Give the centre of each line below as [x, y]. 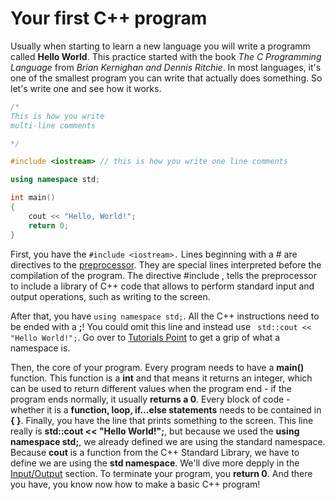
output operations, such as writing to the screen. [110, 296]
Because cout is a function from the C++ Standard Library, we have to [155, 452]
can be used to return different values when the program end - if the [151, 388]
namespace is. [40, 348]
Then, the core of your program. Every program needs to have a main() [157, 367]
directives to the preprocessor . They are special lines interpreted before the [166, 264]
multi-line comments [53, 125]
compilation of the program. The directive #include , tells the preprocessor [164, 275]
